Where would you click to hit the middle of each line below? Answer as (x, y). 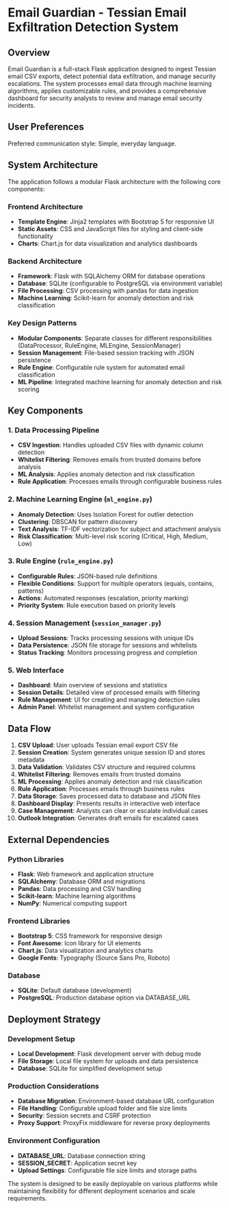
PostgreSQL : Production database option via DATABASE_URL (104, 998)
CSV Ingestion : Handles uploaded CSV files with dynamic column (110, 445)
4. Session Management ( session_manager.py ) (84, 623)
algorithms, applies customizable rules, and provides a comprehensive (107, 91)
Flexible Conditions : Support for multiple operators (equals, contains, (116, 583)
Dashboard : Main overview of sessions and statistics (92, 685)
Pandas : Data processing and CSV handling (79, 888)
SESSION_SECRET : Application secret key (77, 1163)
